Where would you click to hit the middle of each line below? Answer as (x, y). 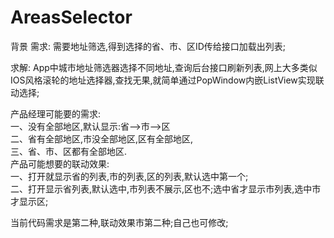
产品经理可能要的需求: (56, 113)
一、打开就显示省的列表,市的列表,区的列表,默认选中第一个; (129, 176)
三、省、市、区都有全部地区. (69, 151)
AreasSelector (71, 17)
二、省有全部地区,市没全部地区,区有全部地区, (102, 138)
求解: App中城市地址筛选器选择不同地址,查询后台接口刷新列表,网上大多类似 (164, 67)
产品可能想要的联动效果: (60, 163)
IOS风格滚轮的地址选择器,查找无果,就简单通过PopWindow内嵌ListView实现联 (167, 80)
